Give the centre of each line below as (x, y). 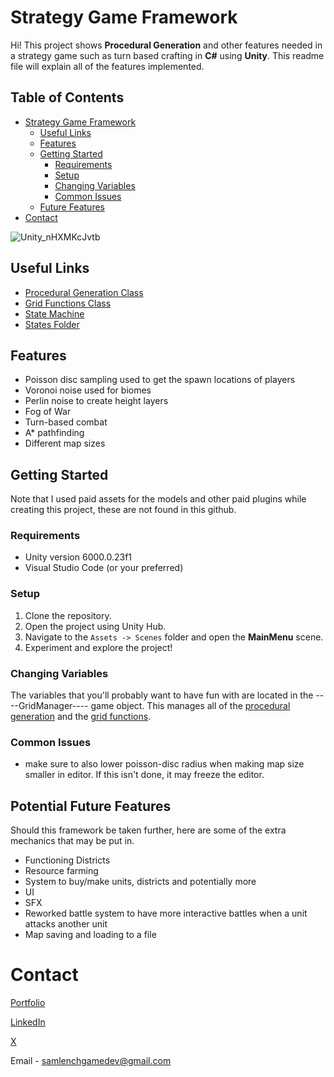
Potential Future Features (91, 806)
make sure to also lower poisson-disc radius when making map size (164, 764)
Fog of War (48, 412)
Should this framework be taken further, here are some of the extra (148, 830)
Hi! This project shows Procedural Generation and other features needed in (166, 45)
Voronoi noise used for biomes (88, 390)
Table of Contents (67, 97)
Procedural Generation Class (84, 292)
